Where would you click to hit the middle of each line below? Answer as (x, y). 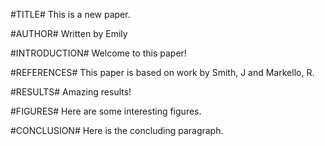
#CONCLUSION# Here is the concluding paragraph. (117, 130)
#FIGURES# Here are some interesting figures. (106, 111)
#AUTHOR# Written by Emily (69, 33)
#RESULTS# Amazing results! (71, 92)
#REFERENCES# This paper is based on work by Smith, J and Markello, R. (162, 72)
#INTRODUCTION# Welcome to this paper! (98, 53)
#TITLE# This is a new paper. (70, 14)
